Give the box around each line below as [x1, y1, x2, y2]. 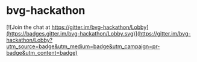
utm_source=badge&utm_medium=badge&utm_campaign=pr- [6, 43, 160, 50]
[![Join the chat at [6, 23, 51, 31]
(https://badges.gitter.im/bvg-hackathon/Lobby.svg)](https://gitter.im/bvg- [6, 29, 191, 37]
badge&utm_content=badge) [6, 49, 78, 56]
